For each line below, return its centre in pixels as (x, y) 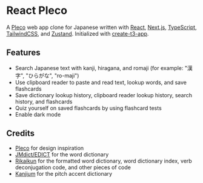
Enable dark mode (38, 114)
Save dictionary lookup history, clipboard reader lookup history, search (104, 95)
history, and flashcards (44, 101)
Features (23, 53)
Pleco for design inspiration (49, 148)
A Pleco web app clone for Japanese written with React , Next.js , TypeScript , (101, 27)
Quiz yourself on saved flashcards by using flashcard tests (88, 108)
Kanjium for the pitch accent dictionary (64, 173)
